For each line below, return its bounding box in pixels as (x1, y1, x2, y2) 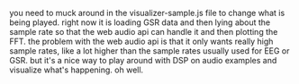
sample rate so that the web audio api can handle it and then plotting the (9, 27, 278, 37)
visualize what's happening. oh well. (9, 64, 144, 75)
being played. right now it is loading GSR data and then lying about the (9, 17, 271, 28)
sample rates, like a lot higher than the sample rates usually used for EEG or (9, 46, 290, 56)
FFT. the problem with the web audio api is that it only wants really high (9, 36, 274, 46)
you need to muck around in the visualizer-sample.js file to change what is (9, 8, 285, 18)
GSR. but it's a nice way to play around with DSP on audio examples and (9, 55, 277, 65)
